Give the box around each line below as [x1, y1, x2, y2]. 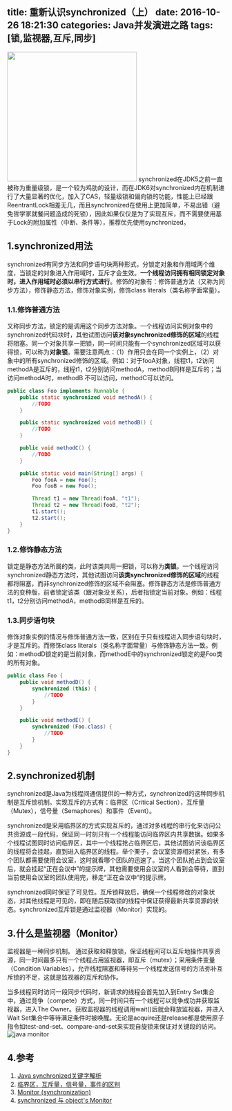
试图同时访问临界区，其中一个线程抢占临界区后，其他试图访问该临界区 [25, 839, 225, 847]
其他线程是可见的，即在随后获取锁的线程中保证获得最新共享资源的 [25, 897, 213, 905]
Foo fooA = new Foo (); [32, 476, 97, 483]
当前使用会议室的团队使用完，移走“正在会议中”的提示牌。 [7, 873, 171, 881]
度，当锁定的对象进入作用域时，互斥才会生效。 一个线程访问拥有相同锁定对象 [7, 268, 225, 277]
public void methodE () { [19, 717, 91, 724]
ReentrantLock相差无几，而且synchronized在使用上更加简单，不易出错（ [7, 200, 215, 209]
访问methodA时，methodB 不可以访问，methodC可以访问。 [7, 373, 177, 382]
